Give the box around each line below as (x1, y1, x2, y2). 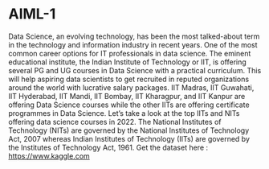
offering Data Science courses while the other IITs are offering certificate (8, 100, 251, 109)
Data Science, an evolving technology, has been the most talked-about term (8, 31, 260, 41)
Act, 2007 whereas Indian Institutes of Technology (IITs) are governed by (8, 134, 251, 143)
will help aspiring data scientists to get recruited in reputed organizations (8, 74, 250, 84)
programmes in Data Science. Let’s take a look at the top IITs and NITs (8, 108, 240, 117)
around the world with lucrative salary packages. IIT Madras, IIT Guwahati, (8, 82, 255, 93)
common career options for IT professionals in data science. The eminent (8, 48, 251, 58)
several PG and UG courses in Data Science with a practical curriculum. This (8, 65, 262, 75)
